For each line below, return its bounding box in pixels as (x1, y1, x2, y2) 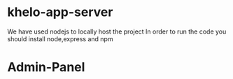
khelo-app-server (7, 4, 113, 20)
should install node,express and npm (7, 34, 113, 43)
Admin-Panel (7, 59, 85, 76)
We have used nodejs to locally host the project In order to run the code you (7, 27, 227, 36)
